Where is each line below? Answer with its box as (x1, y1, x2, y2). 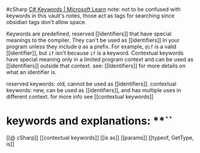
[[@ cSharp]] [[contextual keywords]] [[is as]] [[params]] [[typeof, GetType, (6, 134, 194, 141)
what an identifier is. (6, 69, 57, 75)
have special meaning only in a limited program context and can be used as (6, 56, 194, 63)
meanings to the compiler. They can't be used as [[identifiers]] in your (6, 37, 180, 43)
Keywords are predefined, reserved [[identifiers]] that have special (6, 30, 172, 37)
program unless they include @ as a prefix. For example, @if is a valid (6, 43, 177, 50)
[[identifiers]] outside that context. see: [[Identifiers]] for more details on (6, 62, 186, 69)
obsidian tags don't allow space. (6, 19, 87, 25)
